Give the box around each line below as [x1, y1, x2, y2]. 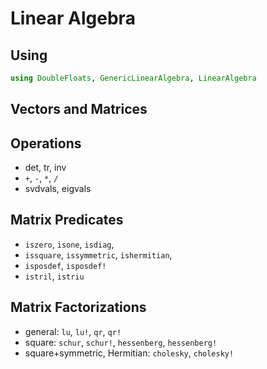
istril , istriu [24, 270, 85, 282]
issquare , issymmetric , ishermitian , [24, 248, 173, 261]
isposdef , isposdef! [24, 259, 107, 271]
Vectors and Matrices [10, 101, 148, 118]
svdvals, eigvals [24, 183, 92, 195]
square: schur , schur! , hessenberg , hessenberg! [24, 336, 218, 348]
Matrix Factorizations [10, 299, 147, 316]
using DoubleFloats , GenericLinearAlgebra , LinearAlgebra [10, 73, 257, 83]
